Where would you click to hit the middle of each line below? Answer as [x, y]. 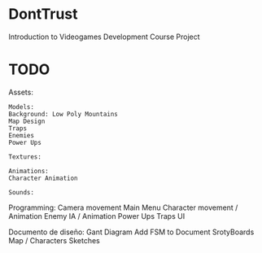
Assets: [21, 92]
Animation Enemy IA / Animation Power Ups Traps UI [97, 216]
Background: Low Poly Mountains [63, 114]
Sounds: [22, 192]
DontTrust [44, 14]
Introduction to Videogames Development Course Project [105, 37]
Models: [22, 107]
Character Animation [44, 178]
